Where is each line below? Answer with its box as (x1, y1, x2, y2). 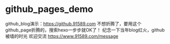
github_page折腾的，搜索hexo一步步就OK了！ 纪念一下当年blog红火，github (5, 26, 165, 33)
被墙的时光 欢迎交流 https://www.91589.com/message (5, 33, 118, 39)
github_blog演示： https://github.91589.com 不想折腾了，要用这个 (5, 20, 142, 26)
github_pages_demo (5, 3, 94, 15)
